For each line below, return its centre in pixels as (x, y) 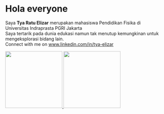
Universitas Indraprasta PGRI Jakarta (44, 28)
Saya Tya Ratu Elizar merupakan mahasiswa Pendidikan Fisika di (73, 23)
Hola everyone (37, 9)
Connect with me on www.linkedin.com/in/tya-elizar (59, 44)
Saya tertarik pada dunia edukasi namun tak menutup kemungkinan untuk (82, 33)
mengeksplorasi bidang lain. (35, 39)
